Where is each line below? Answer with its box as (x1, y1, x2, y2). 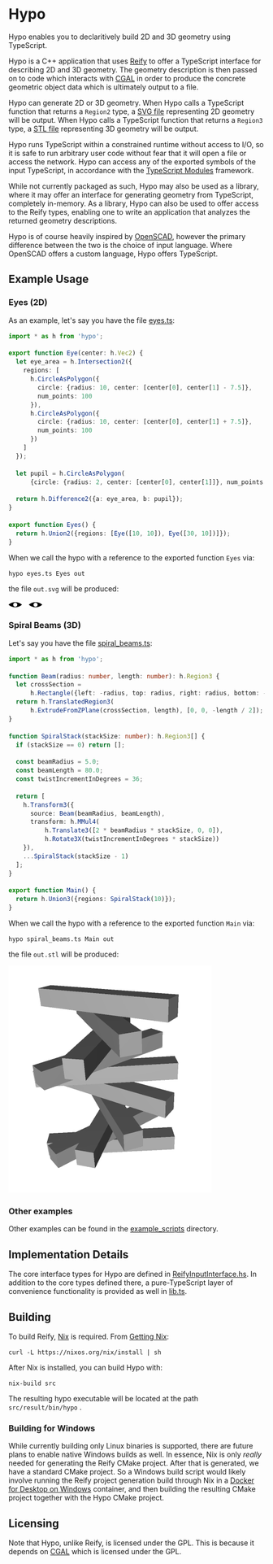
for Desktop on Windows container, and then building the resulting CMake (8, 1484, 256, 1494)
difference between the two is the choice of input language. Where (8, 240, 233, 250)
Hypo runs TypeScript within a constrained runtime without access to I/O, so (8, 139, 264, 149)
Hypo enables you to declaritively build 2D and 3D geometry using (8, 32, 232, 41)
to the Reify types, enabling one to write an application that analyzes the (8, 207, 250, 216)
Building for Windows (8, 1422, 96, 1434)
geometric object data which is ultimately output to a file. (8, 82, 199, 92)
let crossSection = (15, 681, 82, 689)
